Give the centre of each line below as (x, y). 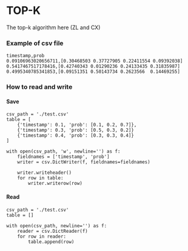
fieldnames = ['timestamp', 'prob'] (64, 157)
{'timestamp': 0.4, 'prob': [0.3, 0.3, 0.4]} (76, 136)
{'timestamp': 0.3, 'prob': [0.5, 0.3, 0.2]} (76, 130)
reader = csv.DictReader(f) (52, 231)
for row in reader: (42, 236)
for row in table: (40, 178)
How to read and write (39, 87)
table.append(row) (51, 242)
